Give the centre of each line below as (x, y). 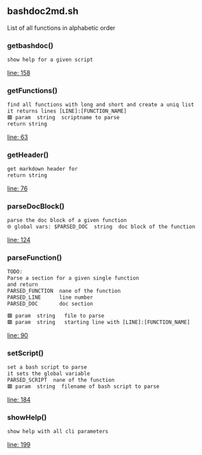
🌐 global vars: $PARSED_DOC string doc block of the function (101, 227)
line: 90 (18, 336)
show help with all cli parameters (58, 432)
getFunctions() (33, 90)
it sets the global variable (49, 374)
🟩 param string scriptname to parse (63, 118)
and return (23, 284)
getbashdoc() (30, 45)
